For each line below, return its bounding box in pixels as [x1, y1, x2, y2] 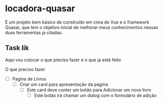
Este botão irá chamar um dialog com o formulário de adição [34, 92, 157, 98]
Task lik [5, 44, 29, 52]
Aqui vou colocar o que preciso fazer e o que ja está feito [5, 57, 121, 63]
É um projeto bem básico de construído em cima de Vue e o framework [5, 19, 150, 25]
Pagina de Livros [12, 76, 47, 81]
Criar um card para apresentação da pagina [19, 81, 108, 87]
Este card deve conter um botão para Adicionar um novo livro [27, 87, 151, 93]
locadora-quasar [5, 3, 75, 14]
